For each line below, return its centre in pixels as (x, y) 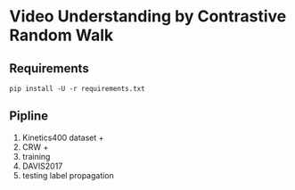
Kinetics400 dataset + (63, 137)
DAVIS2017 (42, 166)
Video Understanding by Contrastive (148, 17)
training (36, 156)
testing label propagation (68, 175)
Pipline (29, 116)
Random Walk (61, 35)
